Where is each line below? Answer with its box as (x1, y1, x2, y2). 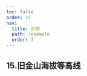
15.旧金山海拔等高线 (6, 61, 81, 71)
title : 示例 (11, 25, 40, 32)
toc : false (6, 8, 34, 15)
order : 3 (11, 37, 34, 43)
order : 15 (6, 14, 31, 21)
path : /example (11, 31, 50, 37)
